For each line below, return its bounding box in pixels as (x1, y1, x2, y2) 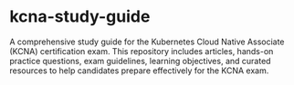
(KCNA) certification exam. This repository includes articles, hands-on (9, 45, 274, 56)
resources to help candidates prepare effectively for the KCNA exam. (9, 65, 269, 76)
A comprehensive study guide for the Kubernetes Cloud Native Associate (9, 36, 285, 47)
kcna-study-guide (9, 6, 151, 27)
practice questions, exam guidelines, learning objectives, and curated (9, 55, 271, 66)
